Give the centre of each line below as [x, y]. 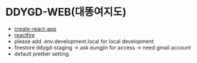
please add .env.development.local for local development [84, 41]
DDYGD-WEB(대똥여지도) [66, 12]
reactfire [25, 35]
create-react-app [35, 29]
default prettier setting [41, 54]
